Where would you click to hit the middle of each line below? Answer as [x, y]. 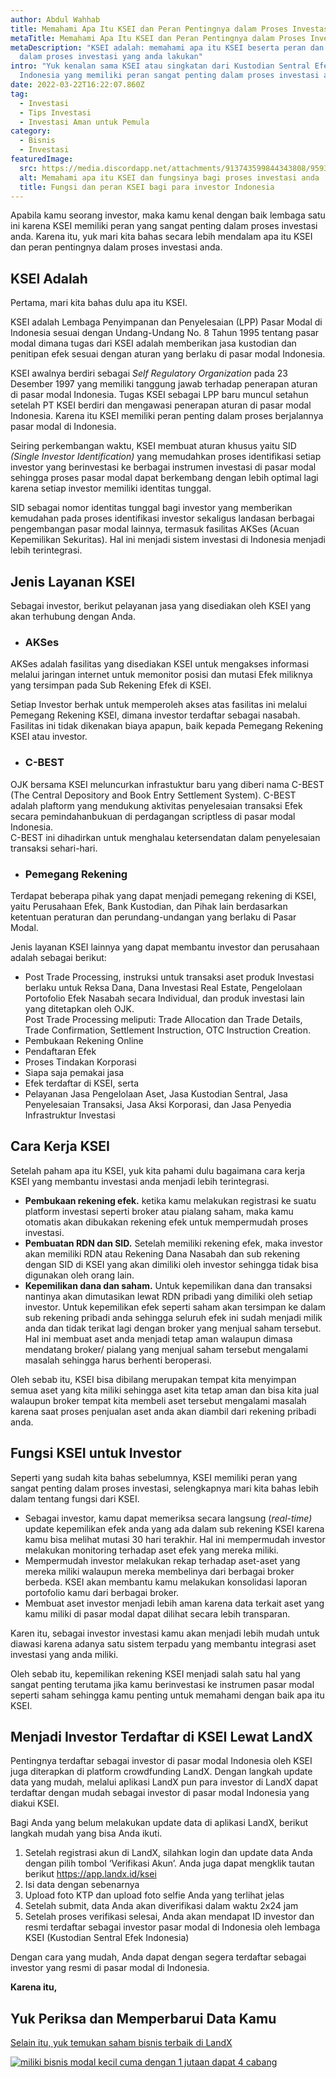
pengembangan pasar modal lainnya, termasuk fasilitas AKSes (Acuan [155, 529]
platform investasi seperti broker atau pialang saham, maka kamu [159, 1211]
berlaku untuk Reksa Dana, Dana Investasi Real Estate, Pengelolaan [163, 987]
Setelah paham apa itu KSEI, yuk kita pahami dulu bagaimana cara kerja [158, 1170]
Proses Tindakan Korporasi [80, 1062]
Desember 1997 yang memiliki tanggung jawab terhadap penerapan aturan [164, 384]
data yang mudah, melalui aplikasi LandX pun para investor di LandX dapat [164, 1782]
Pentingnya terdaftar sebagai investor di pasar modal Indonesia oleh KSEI [161, 1761]
